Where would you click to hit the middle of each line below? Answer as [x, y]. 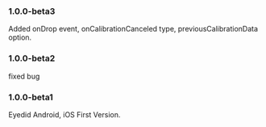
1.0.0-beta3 [32, 11]
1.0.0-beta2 [32, 58]
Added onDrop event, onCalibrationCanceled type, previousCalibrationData [133, 29]
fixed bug [24, 76]
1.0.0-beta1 [31, 97]
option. [20, 37]
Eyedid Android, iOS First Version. [64, 114]
